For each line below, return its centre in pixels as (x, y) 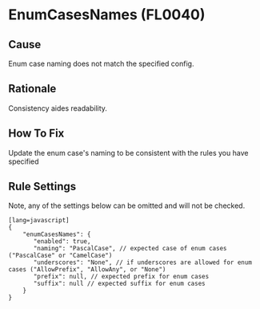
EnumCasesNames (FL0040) (107, 15)
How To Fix (36, 134)
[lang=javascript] (39, 221)
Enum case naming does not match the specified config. (101, 63)
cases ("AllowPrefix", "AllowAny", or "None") (87, 270)
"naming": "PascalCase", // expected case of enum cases (130, 249)
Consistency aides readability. (58, 108)
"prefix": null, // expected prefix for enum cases (121, 277)
